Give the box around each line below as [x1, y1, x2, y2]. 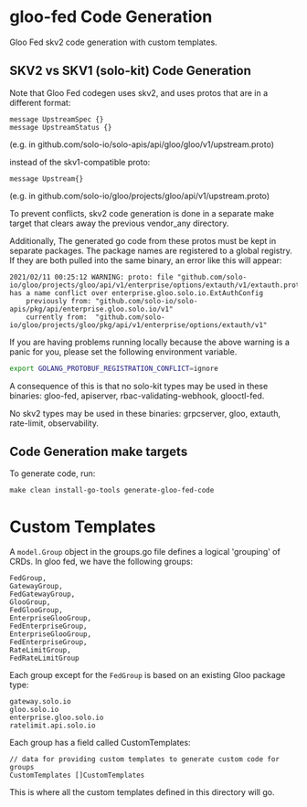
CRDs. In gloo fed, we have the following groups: [9, 556, 194, 568]
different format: [9, 97, 71, 108]
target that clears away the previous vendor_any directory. [9, 218, 229, 228]
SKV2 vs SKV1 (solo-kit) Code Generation [9, 63, 251, 79]
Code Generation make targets [9, 444, 188, 460]
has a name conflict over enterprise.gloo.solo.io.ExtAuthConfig [9, 288, 263, 298]
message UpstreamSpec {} [9, 114, 104, 124]
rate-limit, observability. [9, 418, 99, 429]
